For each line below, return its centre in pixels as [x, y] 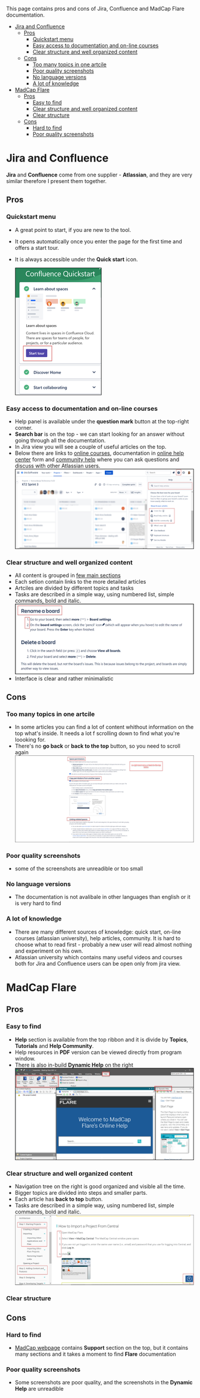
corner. [24, 427]
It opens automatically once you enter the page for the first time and [99, 241]
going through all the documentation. [60, 440]
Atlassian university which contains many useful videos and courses [99, 957]
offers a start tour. [37, 247]
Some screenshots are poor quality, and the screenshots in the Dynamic [104, 1382]
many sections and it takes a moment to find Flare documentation [95, 1354]
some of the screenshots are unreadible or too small [79, 869]
